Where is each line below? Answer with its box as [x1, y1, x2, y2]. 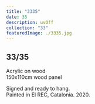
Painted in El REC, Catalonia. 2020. [6, 91, 90, 98]
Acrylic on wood [6, 67, 46, 74]
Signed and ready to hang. [6, 85, 70, 92]
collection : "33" [6, 25, 49, 31]
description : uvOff [6, 19, 54, 25]
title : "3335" [6, 8, 41, 15]
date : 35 [6, 14, 28, 20]
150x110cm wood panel [6, 74, 62, 81]
